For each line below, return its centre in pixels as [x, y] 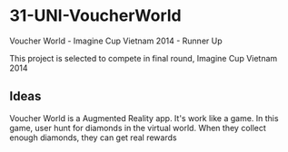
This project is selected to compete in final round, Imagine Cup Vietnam [144, 58]
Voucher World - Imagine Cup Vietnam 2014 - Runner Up [116, 41]
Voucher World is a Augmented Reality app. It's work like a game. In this [144, 118]
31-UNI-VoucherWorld [95, 16]
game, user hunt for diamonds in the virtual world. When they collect [138, 128]
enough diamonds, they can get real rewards [93, 138]
